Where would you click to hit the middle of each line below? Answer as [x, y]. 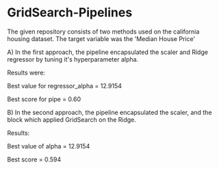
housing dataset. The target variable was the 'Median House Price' [101, 38]
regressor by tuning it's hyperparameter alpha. [73, 59]
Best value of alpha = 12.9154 [49, 146]
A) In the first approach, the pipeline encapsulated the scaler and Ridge [108, 52]
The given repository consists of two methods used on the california [103, 31]
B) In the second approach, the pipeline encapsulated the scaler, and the [109, 112]
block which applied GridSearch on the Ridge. [72, 119]
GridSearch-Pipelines [70, 13]
